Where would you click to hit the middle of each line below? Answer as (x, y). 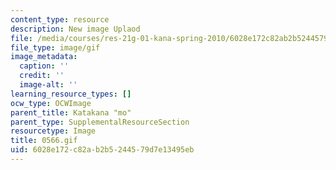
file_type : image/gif (55, 47)
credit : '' (42, 76)
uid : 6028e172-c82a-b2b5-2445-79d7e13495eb (102, 150)
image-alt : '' (48, 85)
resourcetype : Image (53, 131)
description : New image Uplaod (75, 29)
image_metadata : (44, 57)
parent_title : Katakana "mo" (71, 112)
